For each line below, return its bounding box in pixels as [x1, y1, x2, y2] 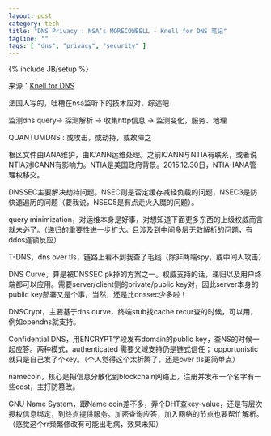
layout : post [8, 11, 53, 20]
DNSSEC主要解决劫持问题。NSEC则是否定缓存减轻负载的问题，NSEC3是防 [8, 187, 258, 197]
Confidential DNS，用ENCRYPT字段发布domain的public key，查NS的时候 [8, 334, 253, 344]
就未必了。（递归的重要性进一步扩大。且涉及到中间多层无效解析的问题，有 [8, 224, 253, 235]
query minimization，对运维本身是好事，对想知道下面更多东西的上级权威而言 [8, 215, 264, 224]
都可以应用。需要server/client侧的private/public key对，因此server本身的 [15, 280, 259, 289]
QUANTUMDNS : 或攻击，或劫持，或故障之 [8, 133, 152, 143]
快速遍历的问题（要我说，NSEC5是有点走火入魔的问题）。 [8, 198, 199, 207]
